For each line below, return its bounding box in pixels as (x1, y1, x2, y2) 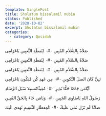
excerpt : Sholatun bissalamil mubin (5, 25, 80, 30)
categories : (5, 30, 29, 35)
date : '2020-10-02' (5, 20, 45, 26)
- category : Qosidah (9, 35, 51, 39)
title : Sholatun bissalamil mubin (5, 12, 76, 17)
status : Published (5, 16, 42, 21)
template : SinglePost (5, 7, 49, 12)
